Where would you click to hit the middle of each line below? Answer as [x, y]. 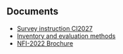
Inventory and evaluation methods [66, 36]
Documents [33, 12]
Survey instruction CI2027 [54, 28]
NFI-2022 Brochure [45, 43]
